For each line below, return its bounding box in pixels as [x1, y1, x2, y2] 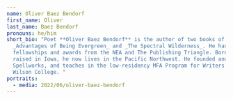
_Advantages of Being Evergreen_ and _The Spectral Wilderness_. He [13, 43, 216, 49]
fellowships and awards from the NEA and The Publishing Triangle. [13, 49, 213, 56]
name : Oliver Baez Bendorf [6, 10, 85, 17]
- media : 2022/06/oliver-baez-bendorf [13, 82, 126, 89]
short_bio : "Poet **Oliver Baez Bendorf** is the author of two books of [6, 36, 225, 43]
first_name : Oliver [6, 17, 63, 24]
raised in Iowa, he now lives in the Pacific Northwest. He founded [13, 56, 216, 63]
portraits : [6, 75, 38, 82]
